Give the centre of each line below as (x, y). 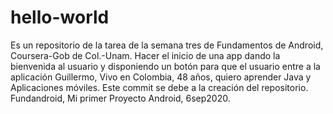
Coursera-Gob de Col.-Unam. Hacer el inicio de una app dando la (145, 55)
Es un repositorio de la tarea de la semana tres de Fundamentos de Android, (167, 45)
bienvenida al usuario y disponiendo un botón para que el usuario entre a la (165, 66)
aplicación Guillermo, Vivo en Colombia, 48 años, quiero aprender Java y (161, 77)
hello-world (60, 17)
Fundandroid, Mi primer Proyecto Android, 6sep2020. (120, 98)
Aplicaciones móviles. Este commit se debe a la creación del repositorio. (159, 87)
